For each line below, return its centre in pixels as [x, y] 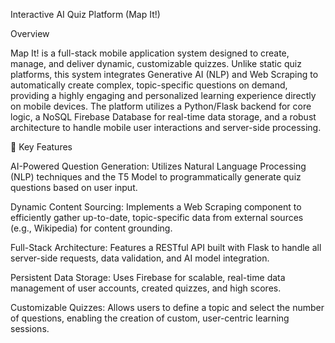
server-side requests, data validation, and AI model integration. [140, 258]
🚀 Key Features [41, 147]
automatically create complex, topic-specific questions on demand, [149, 85]
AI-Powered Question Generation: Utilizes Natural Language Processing [158, 166]
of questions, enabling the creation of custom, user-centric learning [150, 318]
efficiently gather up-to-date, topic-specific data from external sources [157, 217]
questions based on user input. [74, 187]
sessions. [30, 328]
